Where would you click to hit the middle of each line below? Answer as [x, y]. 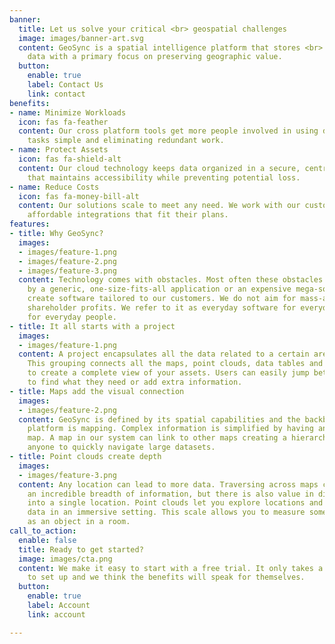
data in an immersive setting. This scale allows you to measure [166, 512]
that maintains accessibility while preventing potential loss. [164, 177]
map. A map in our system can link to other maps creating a [157, 438]
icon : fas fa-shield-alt [70, 159]
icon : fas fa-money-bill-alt [79, 196]
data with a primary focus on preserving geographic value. [155, 57]
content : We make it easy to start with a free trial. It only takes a [171, 568]
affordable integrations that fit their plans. [128, 215]
